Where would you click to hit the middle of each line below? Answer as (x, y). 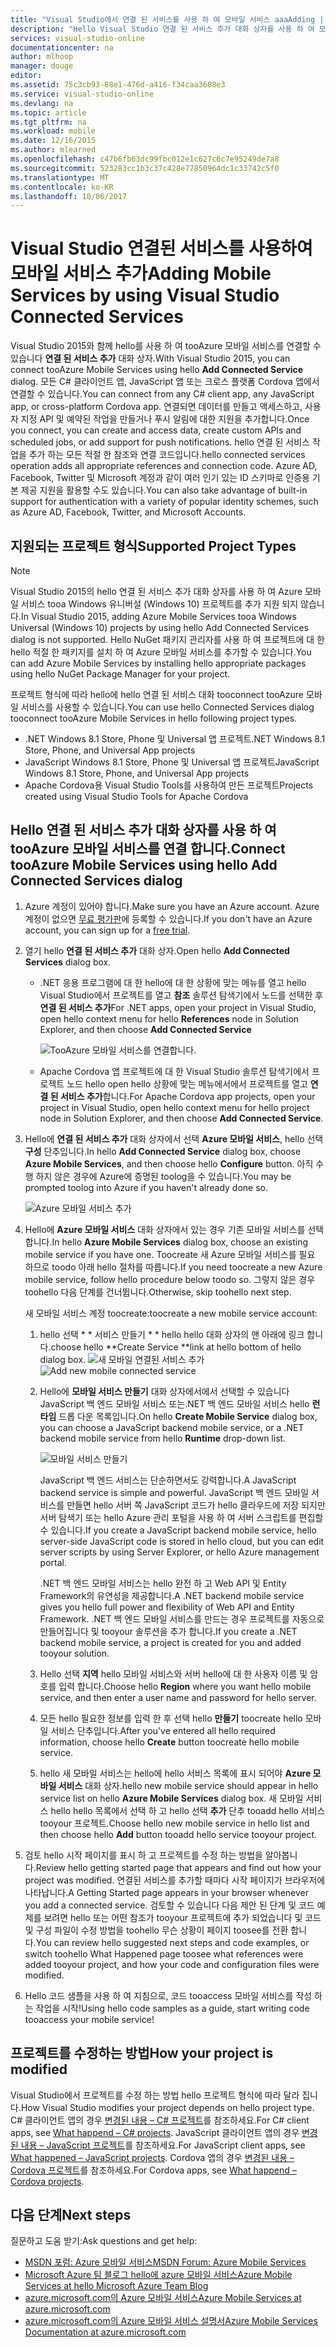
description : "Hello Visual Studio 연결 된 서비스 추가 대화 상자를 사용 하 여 (162, 29)
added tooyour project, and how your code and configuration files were (172, 1964)
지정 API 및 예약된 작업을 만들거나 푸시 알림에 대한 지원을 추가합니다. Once (165, 419)
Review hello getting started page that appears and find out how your (178, 1867)
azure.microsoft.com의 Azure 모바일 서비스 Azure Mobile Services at (163, 2298)
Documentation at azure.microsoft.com (105, 2332)
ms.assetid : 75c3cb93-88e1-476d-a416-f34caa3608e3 (118, 85)
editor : (26, 76)
